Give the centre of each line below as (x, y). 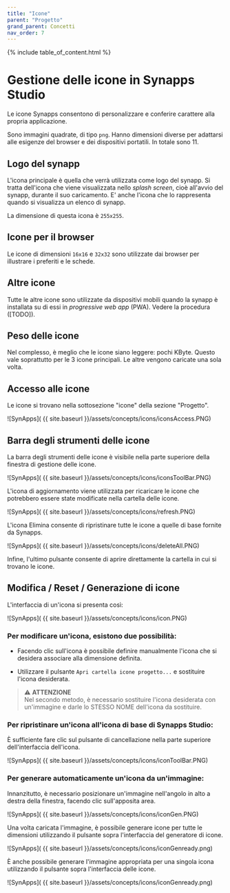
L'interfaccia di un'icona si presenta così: (65, 605)
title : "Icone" (29, 13)
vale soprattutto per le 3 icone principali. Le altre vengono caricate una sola (114, 360)
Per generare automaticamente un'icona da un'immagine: (106, 779)
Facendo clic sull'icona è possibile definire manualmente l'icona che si (117, 651)
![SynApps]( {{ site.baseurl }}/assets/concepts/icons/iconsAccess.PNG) (109, 419)
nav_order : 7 (26, 33)
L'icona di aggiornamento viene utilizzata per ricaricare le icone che (103, 491)
